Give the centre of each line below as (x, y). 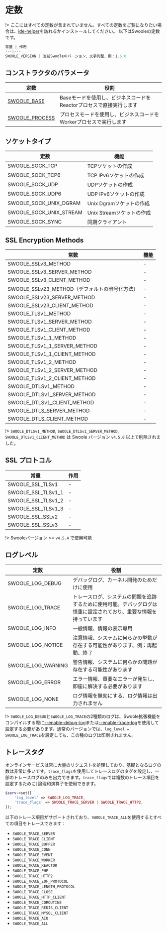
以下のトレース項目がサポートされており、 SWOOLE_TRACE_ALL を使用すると (79, 817)
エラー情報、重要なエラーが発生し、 (115, 679)
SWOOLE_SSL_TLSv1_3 (36, 508)
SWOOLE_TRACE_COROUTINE (37, 902)
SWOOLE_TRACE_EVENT (33, 855)
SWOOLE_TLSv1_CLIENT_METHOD (49, 330)
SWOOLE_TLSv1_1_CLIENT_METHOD (52, 354)
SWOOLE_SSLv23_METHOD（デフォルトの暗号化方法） (73, 289)
